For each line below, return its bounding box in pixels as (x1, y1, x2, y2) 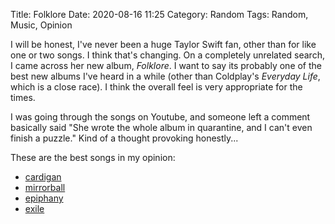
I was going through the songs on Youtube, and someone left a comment (10, 111, 311, 123)
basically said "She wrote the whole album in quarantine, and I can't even (10, 122, 313, 133)
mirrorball (24, 182, 66, 193)
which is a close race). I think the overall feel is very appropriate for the (10, 81, 303, 93)
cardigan (24, 171, 62, 183)
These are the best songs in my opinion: (10, 152, 176, 163)
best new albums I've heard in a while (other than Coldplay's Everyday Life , (10, 70, 321, 82)
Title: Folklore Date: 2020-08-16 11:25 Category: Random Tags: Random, (10, 9, 309, 20)
